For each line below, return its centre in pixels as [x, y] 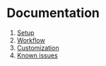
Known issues [37, 55]
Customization [38, 48]
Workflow [31, 40]
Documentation [53, 13]
